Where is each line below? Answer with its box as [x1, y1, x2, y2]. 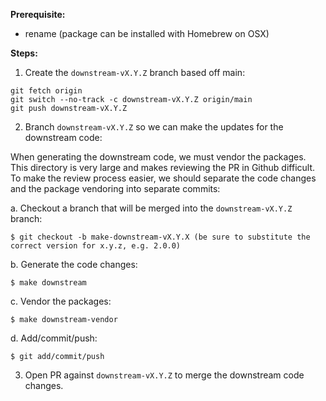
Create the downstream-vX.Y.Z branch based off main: [24, 67, 246, 78]
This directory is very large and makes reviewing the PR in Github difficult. [10, 162, 316, 173]
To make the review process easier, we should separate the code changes [10, 172, 317, 184]
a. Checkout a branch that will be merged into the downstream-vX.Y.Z [10, 202, 293, 214]
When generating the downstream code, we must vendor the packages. [10, 151, 307, 163]
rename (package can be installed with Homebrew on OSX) [24, 28, 270, 39]
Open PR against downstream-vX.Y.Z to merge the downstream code [24, 369, 305, 381]
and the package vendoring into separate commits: [10, 183, 221, 194]
